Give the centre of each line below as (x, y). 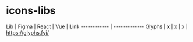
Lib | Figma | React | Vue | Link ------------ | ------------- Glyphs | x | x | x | (97, 26)
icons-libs (31, 11)
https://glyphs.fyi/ (28, 32)
